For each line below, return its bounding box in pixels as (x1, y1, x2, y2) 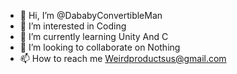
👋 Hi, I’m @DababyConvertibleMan (19, 10, 163, 21)
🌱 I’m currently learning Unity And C (19, 31, 169, 42)
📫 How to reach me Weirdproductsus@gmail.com (19, 53, 227, 64)
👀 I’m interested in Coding (19, 20, 127, 32)
